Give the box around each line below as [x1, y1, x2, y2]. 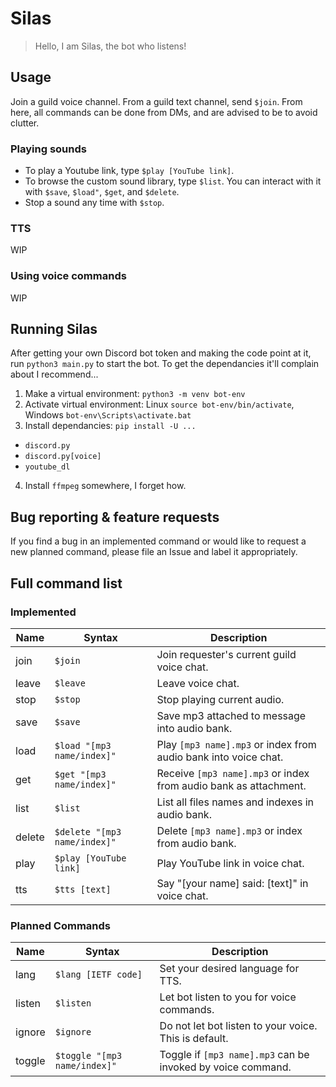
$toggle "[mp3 [54, 1050, 123, 1062]
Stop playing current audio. [156, 692, 285, 706]
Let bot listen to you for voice [159, 990, 297, 1004]
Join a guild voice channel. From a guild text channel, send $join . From [10, 95, 303, 107]
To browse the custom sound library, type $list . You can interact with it [24, 175, 322, 187]
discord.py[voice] [24, 452, 102, 462]
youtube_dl [24, 462, 71, 472]
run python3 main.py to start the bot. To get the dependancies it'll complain [10, 358, 320, 370]
